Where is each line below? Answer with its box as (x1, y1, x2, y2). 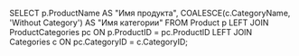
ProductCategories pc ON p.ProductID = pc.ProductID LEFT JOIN (9, 27, 253, 37)
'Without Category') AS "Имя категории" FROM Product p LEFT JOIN (9, 17, 269, 28)
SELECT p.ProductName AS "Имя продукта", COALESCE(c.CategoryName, (9, 8, 291, 18)
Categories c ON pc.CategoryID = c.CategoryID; (9, 36, 188, 47)
